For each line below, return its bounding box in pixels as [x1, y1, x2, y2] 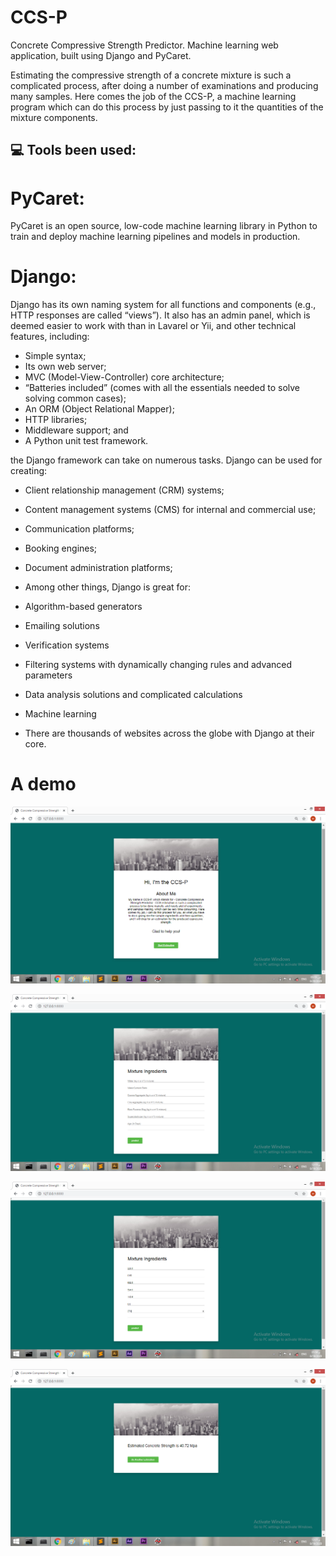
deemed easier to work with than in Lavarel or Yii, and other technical [10, 320, 297, 332]
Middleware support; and [24, 424, 129, 436]
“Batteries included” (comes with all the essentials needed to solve [24, 382, 301, 394]
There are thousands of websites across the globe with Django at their [24, 727, 315, 740]
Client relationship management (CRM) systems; [24, 484, 225, 496]
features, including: [10, 331, 90, 343]
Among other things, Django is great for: [24, 581, 192, 593]
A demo [10, 773, 77, 796]
